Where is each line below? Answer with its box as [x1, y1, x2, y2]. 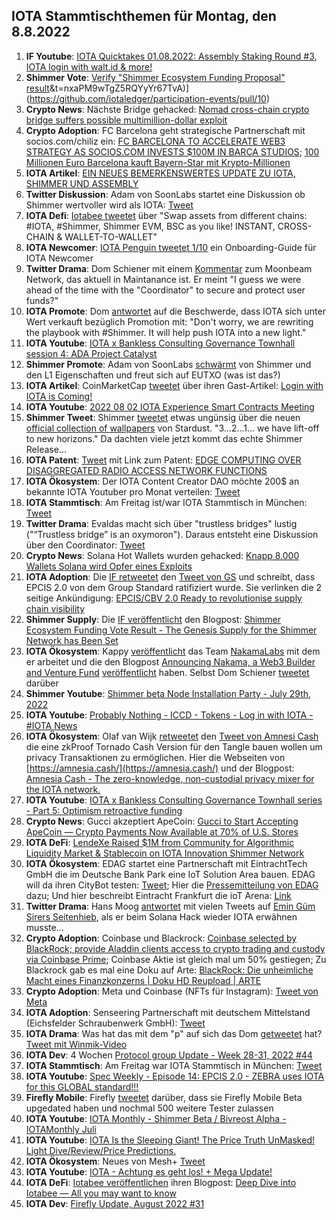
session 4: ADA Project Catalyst [25, 347, 158, 359]
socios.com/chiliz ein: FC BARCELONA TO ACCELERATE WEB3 [25, 135, 286, 147]
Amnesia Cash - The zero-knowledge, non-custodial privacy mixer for [25, 772, 315, 784]
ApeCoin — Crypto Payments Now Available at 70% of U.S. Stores [25, 825, 299, 838]
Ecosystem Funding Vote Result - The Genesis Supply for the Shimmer [25, 624, 318, 636]
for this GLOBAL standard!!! [25, 1080, 139, 1093]
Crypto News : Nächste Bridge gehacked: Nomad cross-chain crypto [25, 103, 310, 115]
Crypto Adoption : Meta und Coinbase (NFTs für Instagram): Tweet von [25, 985, 319, 997]
